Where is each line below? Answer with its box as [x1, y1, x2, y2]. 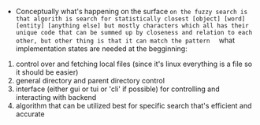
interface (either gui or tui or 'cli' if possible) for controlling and [15, 84, 221, 94]
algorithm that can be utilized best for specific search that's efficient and [15, 101, 252, 110]
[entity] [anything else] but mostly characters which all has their [15, 22, 250, 30]
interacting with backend [15, 93, 97, 101]
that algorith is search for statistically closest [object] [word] [15, 15, 246, 23]
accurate [15, 109, 45, 119]
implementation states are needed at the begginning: [15, 44, 188, 53]
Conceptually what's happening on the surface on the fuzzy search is [15, 7, 248, 16]
